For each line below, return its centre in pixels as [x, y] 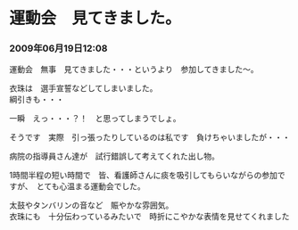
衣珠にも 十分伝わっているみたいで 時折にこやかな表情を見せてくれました [149, 217]
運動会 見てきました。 [95, 18]
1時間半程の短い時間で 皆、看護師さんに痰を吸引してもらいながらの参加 [144, 176]
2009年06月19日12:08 [58, 48]
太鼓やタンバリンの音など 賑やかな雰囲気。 [91, 205]
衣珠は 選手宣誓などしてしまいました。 [83, 88]
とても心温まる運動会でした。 [91, 186]
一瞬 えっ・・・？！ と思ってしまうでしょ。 [95, 119]
